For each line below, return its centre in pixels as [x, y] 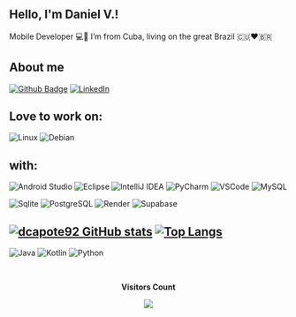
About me [37, 68]
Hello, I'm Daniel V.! [64, 15]
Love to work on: [56, 117]
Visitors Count [148, 287]
